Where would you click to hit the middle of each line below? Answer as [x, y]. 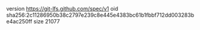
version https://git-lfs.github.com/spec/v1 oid [62, 9]
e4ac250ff [19, 21]
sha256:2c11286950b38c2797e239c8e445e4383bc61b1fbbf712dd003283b [100, 15]
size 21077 [47, 21]
